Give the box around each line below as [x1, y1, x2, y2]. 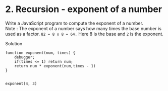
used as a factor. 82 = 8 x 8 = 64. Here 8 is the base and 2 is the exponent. [5, 31, 164, 37]
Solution [5, 40, 23, 46]
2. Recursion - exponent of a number [5, 4, 162, 15]
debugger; [14, 54, 35, 60]
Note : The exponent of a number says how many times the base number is [5, 25, 161, 31]
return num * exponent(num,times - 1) [14, 63, 96, 68]
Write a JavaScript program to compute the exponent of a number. [5, 20, 144, 26]
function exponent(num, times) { [5, 50, 76, 55]
